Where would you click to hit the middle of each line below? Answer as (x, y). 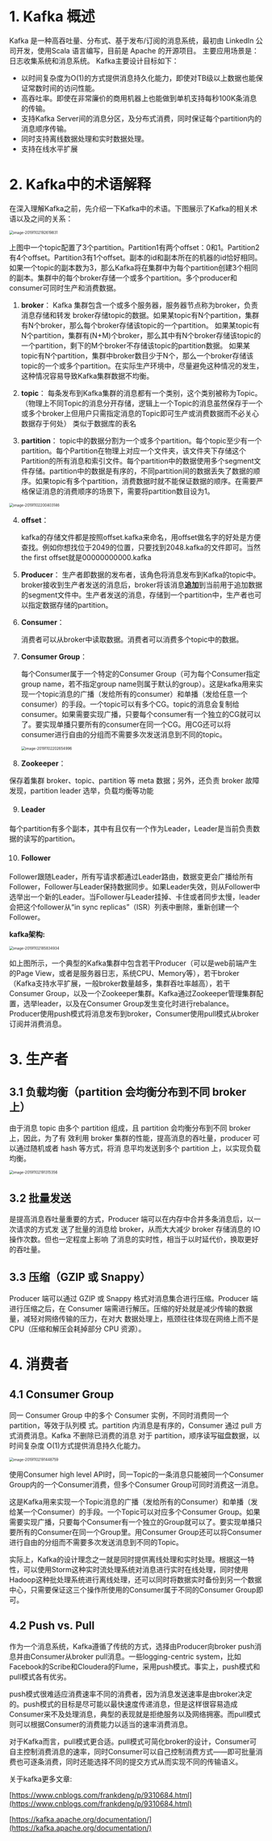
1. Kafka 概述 (52, 17)
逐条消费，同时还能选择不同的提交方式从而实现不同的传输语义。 (136, 1762)
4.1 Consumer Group (62, 1395)
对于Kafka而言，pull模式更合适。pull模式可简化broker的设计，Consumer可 (133, 1741)
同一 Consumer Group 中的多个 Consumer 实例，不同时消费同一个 (119, 1415)
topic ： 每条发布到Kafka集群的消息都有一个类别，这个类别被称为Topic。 (141, 392)
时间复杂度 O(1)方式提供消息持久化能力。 (77, 1445)
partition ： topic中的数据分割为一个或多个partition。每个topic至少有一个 (141, 440)
